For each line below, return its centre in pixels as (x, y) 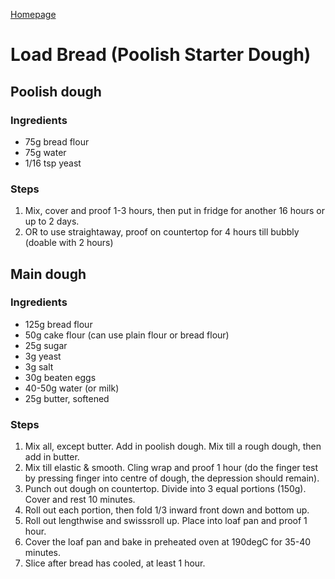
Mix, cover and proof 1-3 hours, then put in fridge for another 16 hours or (174, 211)
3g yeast (43, 356)
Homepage (33, 14)
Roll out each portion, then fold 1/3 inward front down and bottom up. (167, 510)
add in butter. (52, 457)
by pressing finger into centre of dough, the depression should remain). (172, 478)
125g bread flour (58, 324)
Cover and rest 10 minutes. (80, 500)
